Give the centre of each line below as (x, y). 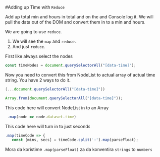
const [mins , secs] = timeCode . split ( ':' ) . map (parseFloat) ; (75, 140)
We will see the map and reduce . (44, 41)
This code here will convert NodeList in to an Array (57, 108)
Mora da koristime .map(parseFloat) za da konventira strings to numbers (79, 150)
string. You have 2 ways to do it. (38, 80)
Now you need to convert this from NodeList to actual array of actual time (80, 75)
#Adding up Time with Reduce (35, 7)
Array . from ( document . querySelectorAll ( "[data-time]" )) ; (64, 98)
